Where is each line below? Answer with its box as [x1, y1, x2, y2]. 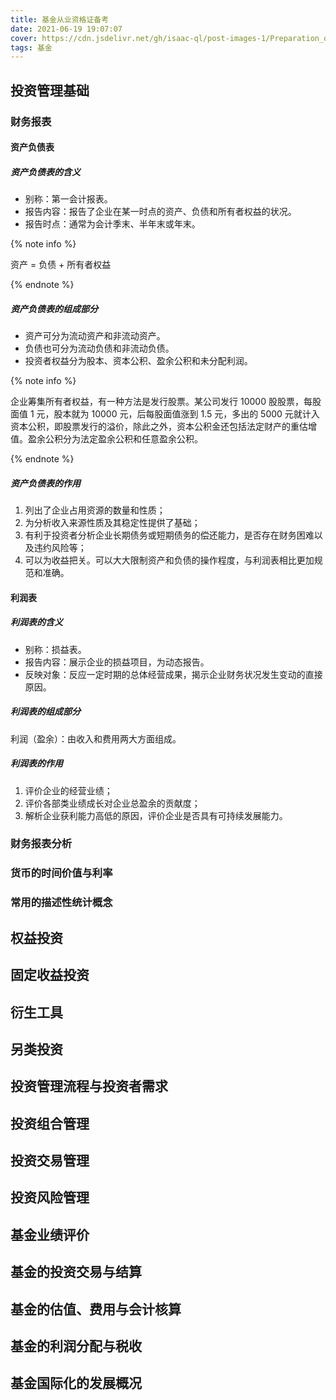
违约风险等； [33, 542, 87, 554]
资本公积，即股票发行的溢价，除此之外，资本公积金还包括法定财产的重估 [10, 421, 308, 433]
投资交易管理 [10, 1152, 90, 1170]
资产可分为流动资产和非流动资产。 [24, 330, 166, 342]
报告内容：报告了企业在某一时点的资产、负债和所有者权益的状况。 [24, 206, 297, 218]
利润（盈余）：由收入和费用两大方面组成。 [10, 732, 182, 745]
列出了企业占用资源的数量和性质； [24, 504, 166, 516]
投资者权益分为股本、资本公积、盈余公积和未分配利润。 [24, 355, 253, 367]
